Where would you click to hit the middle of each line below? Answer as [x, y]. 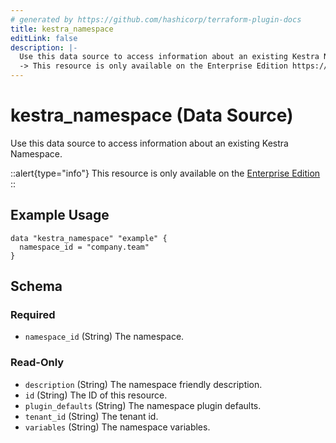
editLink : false [44, 38]
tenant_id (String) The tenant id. [91, 416]
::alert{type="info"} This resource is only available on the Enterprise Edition [165, 173]
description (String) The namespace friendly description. [143, 384]
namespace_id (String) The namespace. [104, 337]
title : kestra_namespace [62, 29]
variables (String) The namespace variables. [117, 427]
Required [33, 315]
